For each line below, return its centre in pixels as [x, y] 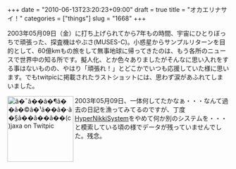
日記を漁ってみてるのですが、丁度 [136, 109]
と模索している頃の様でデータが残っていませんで [145, 127]
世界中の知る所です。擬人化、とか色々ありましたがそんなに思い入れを [121, 60]
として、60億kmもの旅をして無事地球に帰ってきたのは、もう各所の [110, 51]
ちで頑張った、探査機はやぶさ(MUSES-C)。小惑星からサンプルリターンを [113, 42]
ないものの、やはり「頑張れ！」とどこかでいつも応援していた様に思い [128, 68]
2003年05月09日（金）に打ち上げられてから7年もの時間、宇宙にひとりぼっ [117, 33]
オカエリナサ [209, 9]
